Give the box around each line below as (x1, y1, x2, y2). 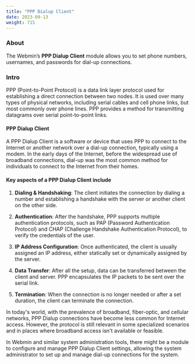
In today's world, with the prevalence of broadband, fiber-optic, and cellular (6, 309, 189, 316)
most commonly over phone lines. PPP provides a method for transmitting (6, 105, 184, 112)
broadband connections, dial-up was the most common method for (6, 157, 168, 164)
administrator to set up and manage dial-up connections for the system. (6, 351, 180, 358)
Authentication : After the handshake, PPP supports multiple (14, 213, 160, 220)
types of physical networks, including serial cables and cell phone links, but (6, 99, 189, 106)
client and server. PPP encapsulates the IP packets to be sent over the (14, 274, 184, 281)
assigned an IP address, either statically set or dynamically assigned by (14, 250, 187, 257)
